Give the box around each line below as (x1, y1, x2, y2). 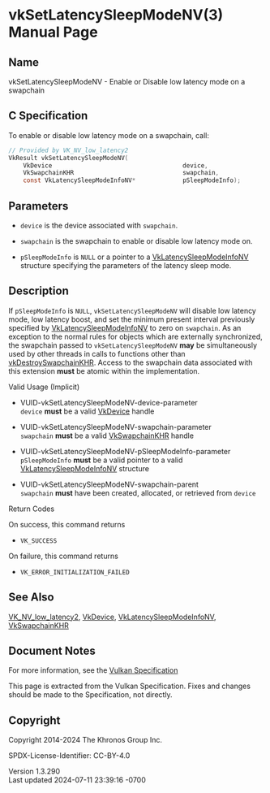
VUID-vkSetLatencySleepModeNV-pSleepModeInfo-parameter (19, 446, 231, 456)
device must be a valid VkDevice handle (19, 406, 155, 416)
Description (8, 284, 69, 298)
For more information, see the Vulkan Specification (8, 665, 178, 675)
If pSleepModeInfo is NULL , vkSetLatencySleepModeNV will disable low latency (8, 305, 257, 315)
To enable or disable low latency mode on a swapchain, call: (8, 130, 209, 140)
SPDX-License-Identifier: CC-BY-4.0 (8, 751, 131, 760)
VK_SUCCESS (19, 536, 58, 545)
